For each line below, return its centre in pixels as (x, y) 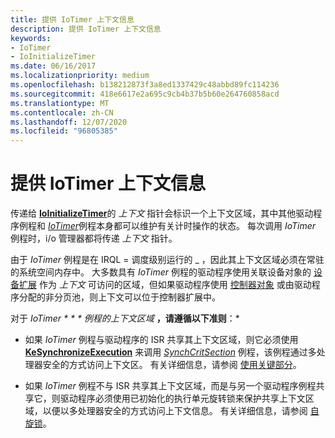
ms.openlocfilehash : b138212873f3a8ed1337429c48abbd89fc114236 (145, 85)
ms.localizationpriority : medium (80, 76)
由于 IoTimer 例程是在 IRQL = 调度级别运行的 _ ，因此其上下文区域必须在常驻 (167, 260)
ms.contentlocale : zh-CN (62, 112)
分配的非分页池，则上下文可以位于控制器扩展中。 (119, 297)
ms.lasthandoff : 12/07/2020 (69, 122)
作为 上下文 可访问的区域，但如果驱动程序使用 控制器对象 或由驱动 (175, 285)
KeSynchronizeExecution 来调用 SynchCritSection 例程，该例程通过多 (170, 352)
